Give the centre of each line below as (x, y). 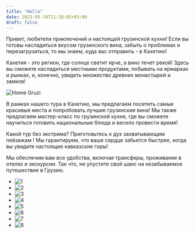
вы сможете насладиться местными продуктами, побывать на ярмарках (97, 69)
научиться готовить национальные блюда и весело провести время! (92, 123)
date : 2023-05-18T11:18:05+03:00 (47, 17)
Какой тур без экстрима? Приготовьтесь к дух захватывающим (86, 134)
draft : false (22, 22)
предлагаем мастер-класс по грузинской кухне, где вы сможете (87, 116)
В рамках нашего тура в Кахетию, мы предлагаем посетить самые (90, 104)
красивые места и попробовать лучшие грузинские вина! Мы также (91, 110)
